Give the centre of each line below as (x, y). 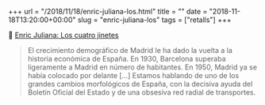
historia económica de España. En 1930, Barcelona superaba (127, 59)
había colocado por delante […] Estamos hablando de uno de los (133, 75)
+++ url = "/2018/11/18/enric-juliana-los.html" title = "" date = (108, 11)
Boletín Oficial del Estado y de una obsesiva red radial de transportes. (142, 92)
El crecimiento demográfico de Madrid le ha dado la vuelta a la (130, 50)
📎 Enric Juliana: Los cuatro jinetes (63, 35)
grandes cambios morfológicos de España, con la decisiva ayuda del (140, 84)
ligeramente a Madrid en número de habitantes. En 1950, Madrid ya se (142, 67)
